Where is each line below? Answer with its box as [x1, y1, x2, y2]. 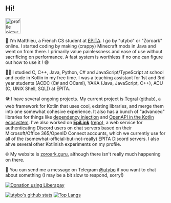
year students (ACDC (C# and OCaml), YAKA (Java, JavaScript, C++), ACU [5, 80, 163, 86]
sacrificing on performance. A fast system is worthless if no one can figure [5, 54, 163, 60]
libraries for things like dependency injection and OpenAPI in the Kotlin [5, 114, 155, 120]
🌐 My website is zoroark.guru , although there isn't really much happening [5, 151, 161, 157]
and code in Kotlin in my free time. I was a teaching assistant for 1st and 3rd [5, 74, 165, 81]
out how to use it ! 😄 [5, 59, 50, 65]
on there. [5, 156, 25, 163]
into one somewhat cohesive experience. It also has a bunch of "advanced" [5, 108, 165, 115]
